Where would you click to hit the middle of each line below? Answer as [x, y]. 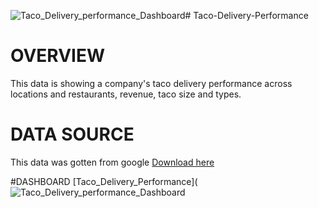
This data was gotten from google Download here [112, 162]
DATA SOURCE [72, 134]
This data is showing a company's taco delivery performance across [151, 83]
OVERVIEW [58, 56]
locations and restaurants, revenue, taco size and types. [126, 94]
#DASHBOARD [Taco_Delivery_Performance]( [104, 181]
